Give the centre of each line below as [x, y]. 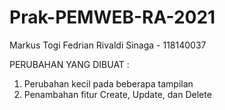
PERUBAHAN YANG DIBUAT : [69, 64]
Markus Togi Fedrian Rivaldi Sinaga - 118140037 [108, 45]
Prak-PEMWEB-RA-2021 [112, 17]
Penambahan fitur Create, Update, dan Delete [117, 94]
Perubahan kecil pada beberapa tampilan [108, 83]
